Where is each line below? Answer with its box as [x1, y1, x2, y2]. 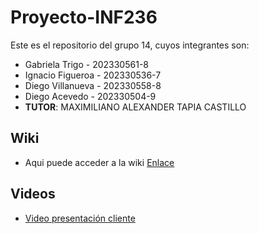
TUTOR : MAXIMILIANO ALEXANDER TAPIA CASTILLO [24, 101, 247, 113]
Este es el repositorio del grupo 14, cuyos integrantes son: [10, 39, 250, 51]
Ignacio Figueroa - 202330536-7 [24, 69, 162, 81]
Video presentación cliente [24, 212, 136, 224]
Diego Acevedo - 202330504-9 [24, 90, 157, 102]
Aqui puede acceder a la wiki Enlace [24, 156, 175, 168]
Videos [10, 186, 56, 203]
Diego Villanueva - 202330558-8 [24, 79, 162, 91]
